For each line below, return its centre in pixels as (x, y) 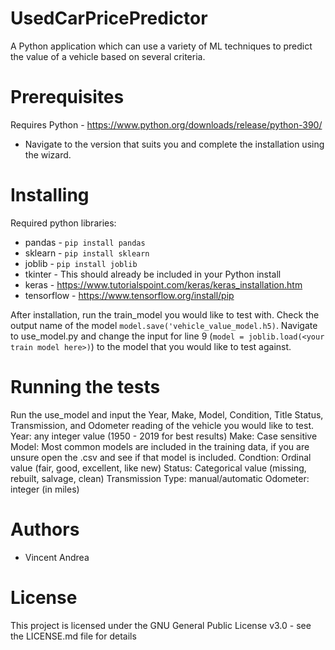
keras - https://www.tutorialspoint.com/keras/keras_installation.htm (163, 284)
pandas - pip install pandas (85, 242)
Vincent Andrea (57, 557)
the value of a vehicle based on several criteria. (108, 56)
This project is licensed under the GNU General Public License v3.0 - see (161, 625)
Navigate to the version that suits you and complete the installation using (174, 144)
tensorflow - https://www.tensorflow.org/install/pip (129, 295)
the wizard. (48, 154)
